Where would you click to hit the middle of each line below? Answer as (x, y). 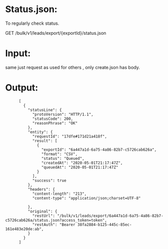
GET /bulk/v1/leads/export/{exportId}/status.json (56, 33)
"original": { (42, 211)
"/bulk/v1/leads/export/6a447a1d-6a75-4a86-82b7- (110, 216)
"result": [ (45, 141)
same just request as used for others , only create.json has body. (73, 67)
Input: (18, 53)
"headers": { (41, 189)
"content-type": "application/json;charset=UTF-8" (87, 198)
